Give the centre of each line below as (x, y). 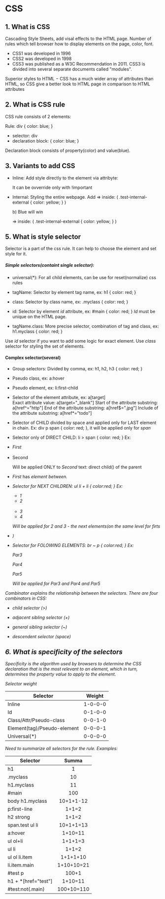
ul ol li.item (20, 857)
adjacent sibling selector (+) (41, 617)
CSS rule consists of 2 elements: (38, 116)
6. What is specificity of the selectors (64, 652)
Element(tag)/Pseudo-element (43, 728)
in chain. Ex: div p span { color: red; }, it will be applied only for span (82, 428)
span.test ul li (23, 825)
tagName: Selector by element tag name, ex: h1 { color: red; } (74, 292)
